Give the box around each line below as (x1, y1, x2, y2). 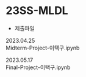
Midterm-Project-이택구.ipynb (5, 44, 80, 51)
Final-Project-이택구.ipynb (5, 64, 71, 71)
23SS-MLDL (5, 4, 68, 18)
